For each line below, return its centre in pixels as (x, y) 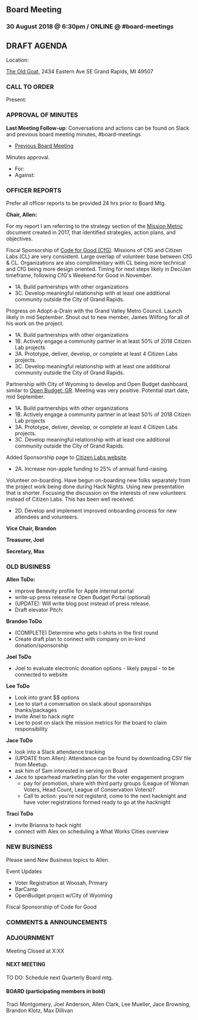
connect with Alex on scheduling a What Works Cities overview (92, 832)
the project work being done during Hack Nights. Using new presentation (95, 487)
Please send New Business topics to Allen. (58, 860)
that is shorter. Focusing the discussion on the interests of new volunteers (96, 493)
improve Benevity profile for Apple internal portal (74, 591)
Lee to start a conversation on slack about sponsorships (83, 704)
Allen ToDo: (21, 580)
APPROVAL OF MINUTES (42, 115)
